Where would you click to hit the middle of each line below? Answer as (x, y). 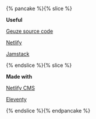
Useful (14, 20)
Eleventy (17, 99)
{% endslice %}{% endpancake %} (48, 110)
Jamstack (18, 54)
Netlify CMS (20, 88)
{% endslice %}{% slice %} (39, 65)
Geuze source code (30, 31)
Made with (19, 76)
